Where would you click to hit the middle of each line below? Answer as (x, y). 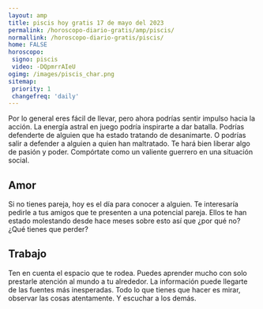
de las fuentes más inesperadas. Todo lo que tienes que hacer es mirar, (124, 289)
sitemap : (23, 81)
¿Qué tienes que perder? (49, 229)
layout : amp (28, 15)
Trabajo (28, 254)
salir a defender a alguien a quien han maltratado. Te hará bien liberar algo (129, 143)
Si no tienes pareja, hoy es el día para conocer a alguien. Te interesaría (123, 204)
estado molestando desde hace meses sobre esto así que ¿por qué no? (124, 221)
